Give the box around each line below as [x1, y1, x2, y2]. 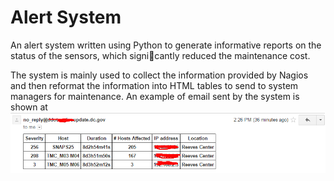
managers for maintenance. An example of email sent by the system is [10, 90, 300, 102]
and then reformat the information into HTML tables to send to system [10, 79, 299, 91]
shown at [10, 101, 48, 113]
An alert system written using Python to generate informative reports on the [10, 39, 322, 51]
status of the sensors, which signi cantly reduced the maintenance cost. [10, 49, 311, 61]
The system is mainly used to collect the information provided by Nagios [10, 69, 309, 81]
